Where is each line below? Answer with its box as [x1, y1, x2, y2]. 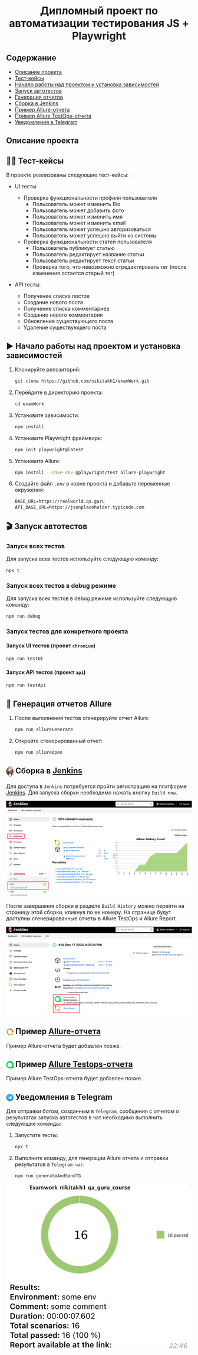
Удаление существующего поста [23, 324, 107, 331]
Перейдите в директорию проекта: [14, 389, 103, 396]
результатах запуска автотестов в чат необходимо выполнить [6, 1114, 163, 1121]
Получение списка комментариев [23, 305, 110, 312]
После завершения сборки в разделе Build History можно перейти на [6, 903, 184, 910]
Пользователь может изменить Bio [32, 201, 121, 208]
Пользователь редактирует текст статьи [32, 257, 134, 264]
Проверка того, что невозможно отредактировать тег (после [32, 263, 187, 271]
